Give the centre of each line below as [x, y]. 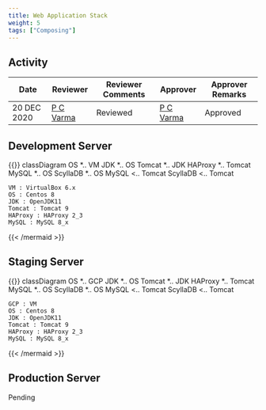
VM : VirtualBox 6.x [42, 188]
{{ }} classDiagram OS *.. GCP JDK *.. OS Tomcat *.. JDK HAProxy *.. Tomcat [131, 281]
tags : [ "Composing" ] [42, 30]
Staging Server [46, 262]
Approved [223, 113]
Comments [124, 94]
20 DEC [27, 108]
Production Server [54, 378]
